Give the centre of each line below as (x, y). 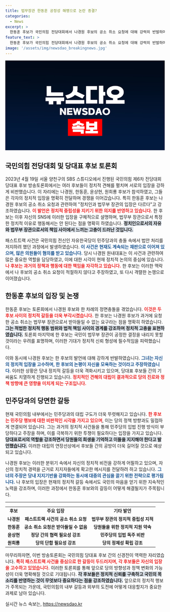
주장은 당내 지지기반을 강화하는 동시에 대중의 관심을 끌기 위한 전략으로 (82, 475)
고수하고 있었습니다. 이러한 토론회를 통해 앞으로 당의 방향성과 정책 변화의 (82, 567)
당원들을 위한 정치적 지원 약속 (122, 527)
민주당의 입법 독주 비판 (123, 535)
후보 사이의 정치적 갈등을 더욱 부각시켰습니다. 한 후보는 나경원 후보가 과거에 (79, 315)
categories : (18, 16)
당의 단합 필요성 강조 (55, 543)
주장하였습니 (147, 364)
